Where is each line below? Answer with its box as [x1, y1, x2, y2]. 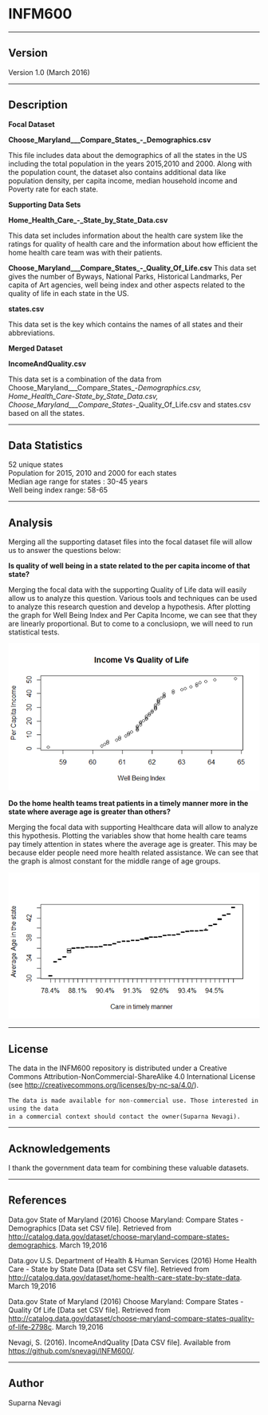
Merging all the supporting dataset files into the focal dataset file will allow [8, 537, 253, 547]
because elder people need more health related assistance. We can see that [8, 848, 259, 857]
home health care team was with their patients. [8, 247, 163, 257]
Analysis [8, 516, 53, 529]
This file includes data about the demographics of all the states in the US [8, 150, 247, 160]
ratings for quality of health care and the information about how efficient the [8, 239, 258, 248]
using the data [8, 1105, 59, 1113]
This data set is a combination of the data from [8, 374, 162, 384]
